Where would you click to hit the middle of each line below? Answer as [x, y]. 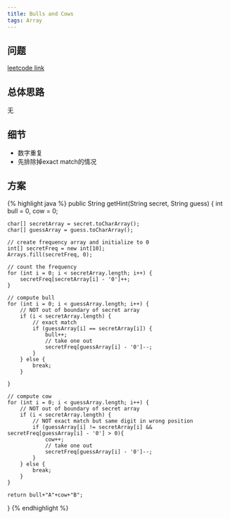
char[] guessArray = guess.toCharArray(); [70, 230]
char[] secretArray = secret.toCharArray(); [74, 224]
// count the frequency [42, 267]
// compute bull [31, 298]
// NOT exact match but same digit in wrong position [113, 421]
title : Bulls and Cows [40, 14]
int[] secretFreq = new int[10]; [56, 248]
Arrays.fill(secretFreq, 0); [50, 254]
